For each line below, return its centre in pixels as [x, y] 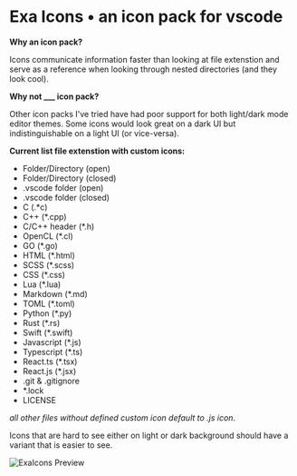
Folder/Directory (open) [67, 168]
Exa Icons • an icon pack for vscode [146, 17]
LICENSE [39, 400]
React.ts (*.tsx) [50, 362]
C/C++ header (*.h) [58, 226]
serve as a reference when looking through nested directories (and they [144, 69]
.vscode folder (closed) [66, 197]
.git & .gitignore [51, 381]
